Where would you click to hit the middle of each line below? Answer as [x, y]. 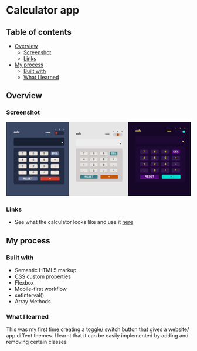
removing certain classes [36, 342]
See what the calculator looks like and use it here [74, 222]
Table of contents [39, 32]
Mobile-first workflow [41, 289]
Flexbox [24, 282]
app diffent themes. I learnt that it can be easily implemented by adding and [97, 336]
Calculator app [43, 10]
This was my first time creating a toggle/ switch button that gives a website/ [98, 329]
